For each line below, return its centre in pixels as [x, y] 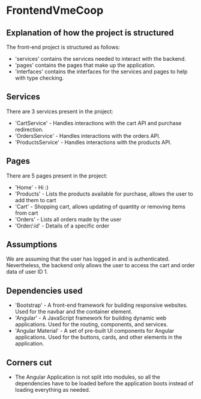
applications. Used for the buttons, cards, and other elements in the [98, 337]
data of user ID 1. [27, 272]
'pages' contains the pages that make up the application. [85, 65]
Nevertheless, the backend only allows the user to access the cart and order [100, 265]
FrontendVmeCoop [55, 11]
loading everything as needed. [52, 390]
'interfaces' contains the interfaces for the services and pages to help [101, 72]
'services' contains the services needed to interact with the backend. [100, 59]
